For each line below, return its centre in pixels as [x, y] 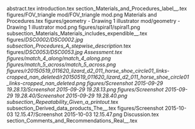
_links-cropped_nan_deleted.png [46, 83]
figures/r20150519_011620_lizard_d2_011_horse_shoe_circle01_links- [88, 71]
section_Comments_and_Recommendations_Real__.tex [72, 120]
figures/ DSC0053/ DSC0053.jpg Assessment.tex [65, 52]
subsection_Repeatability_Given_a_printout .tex [62, 102]
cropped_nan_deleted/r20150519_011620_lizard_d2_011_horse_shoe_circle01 [98, 77]
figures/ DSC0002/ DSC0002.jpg [45, 40]
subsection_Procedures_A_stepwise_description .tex [69, 46]
